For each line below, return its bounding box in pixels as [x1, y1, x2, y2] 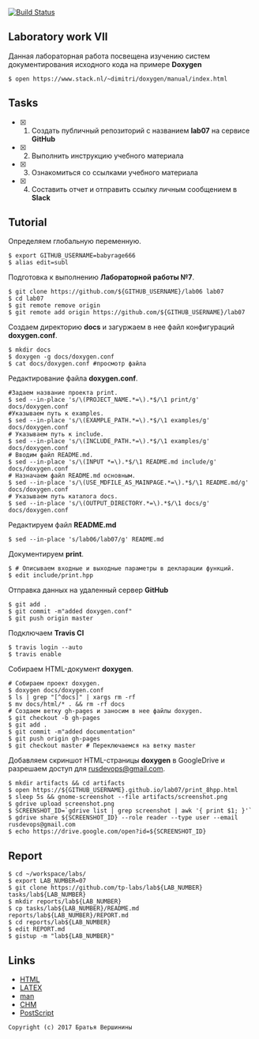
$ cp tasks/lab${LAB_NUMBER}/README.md [8, 905, 140, 913]
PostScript [19, 1008, 54, 1018]
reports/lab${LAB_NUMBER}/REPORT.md [8, 912, 129, 920]
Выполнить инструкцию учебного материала [31, 151, 184, 160]
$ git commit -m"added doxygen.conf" [8, 608, 133, 616]
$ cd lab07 [8, 294, 44, 303]
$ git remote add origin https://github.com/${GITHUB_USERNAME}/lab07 [8, 309, 246, 317]
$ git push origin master [8, 614, 93, 623]
